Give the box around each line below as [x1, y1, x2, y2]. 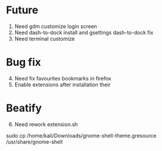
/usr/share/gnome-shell [6, 138, 63, 145]
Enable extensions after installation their [14, 81, 111, 88]
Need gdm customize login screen [14, 23, 97, 30]
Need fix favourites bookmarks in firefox [14, 75, 112, 82]
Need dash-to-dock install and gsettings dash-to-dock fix [14, 29, 153, 36]
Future [6, 3, 39, 17]
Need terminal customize [14, 35, 75, 42]
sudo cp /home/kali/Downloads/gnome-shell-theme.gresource [6, 132, 157, 139]
